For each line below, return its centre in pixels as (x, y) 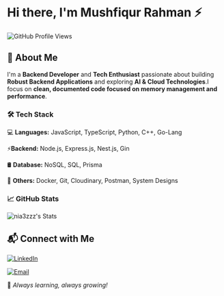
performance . (27, 96)
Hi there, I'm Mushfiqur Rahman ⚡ (105, 13)
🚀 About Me (32, 58)
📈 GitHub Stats (33, 199)
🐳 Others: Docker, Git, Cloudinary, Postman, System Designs (93, 181)
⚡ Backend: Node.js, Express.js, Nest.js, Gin (68, 149)
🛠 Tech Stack (30, 114)
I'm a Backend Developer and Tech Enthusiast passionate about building (111, 74)
